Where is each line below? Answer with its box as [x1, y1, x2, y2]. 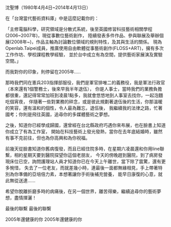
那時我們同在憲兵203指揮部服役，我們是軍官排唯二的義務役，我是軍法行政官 [5, 79, 165, 86]
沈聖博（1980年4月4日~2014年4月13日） [5, 5, 91, 10]
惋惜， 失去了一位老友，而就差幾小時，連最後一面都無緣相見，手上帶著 [9, 165, 158, 171]
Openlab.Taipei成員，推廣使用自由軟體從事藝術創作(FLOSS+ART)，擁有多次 [5, 45, 164, 51]
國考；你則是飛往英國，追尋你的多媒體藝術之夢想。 [5, 111, 112, 117]
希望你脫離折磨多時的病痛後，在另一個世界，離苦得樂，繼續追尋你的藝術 [5, 188, 157, 194]
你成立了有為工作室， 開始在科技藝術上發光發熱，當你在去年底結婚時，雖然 [5, 129, 163, 134]
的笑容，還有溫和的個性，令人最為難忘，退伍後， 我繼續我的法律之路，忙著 [5, 105, 163, 111]
